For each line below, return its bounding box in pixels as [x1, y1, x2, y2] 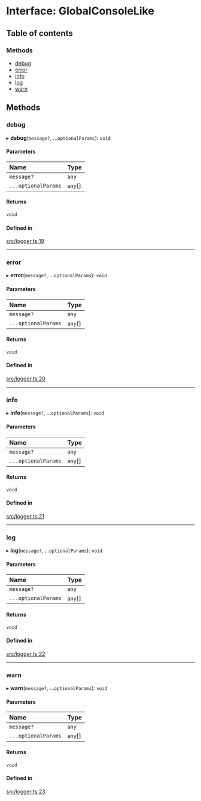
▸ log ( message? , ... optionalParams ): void [6, 547, 103, 554]
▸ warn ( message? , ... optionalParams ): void [6, 685, 108, 692]
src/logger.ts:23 [6, 788, 46, 795]
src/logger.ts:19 [6, 238, 45, 245]
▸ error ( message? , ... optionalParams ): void [6, 272, 108, 279]
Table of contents [6, 28, 73, 38]
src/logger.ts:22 [6, 650, 45, 658]
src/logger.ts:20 [6, 375, 46, 382]
